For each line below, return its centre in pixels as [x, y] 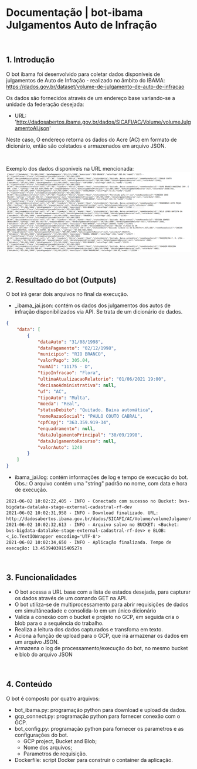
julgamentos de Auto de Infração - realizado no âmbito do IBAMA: [86, 80]
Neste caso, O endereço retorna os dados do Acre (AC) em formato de [91, 139]
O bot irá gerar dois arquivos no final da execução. [67, 294]
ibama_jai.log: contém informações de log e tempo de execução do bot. [101, 477]
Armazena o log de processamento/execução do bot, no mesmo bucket [101, 648]
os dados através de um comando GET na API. [71, 598]
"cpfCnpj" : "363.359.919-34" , [74, 423]
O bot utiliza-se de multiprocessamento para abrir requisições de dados [101, 604]
